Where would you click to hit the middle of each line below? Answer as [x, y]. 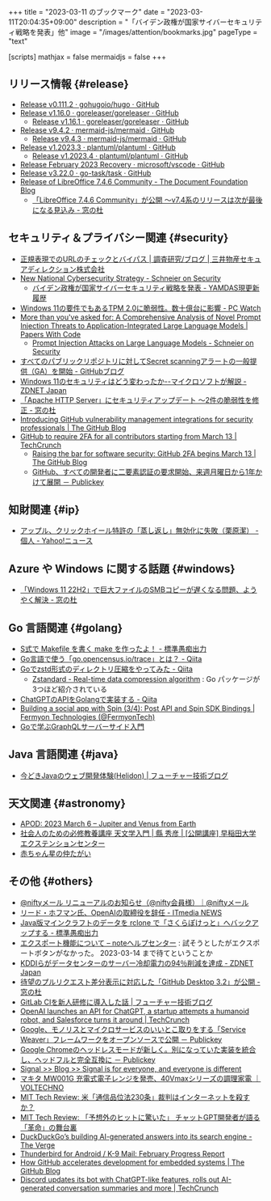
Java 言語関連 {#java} [64, 755]
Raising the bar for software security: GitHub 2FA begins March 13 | [144, 453]
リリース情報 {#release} [69, 85]
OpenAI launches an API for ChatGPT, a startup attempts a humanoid [135, 1011]
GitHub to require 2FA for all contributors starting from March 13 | [128, 436]
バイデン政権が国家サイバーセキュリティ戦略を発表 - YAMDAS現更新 [146, 288]
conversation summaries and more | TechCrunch [138, 1188]
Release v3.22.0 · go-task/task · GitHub [85, 173]
